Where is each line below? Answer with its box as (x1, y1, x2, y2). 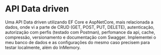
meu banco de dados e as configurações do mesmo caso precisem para (5, 39, 150, 45)
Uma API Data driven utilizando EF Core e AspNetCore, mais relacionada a (5, 19, 154, 25)
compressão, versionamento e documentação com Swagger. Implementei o (5, 34, 156, 40)
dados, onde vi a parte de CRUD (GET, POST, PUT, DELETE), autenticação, (5, 24, 155, 30)
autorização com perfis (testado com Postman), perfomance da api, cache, (5, 29, 155, 35)
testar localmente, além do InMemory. (5, 44, 81, 50)
